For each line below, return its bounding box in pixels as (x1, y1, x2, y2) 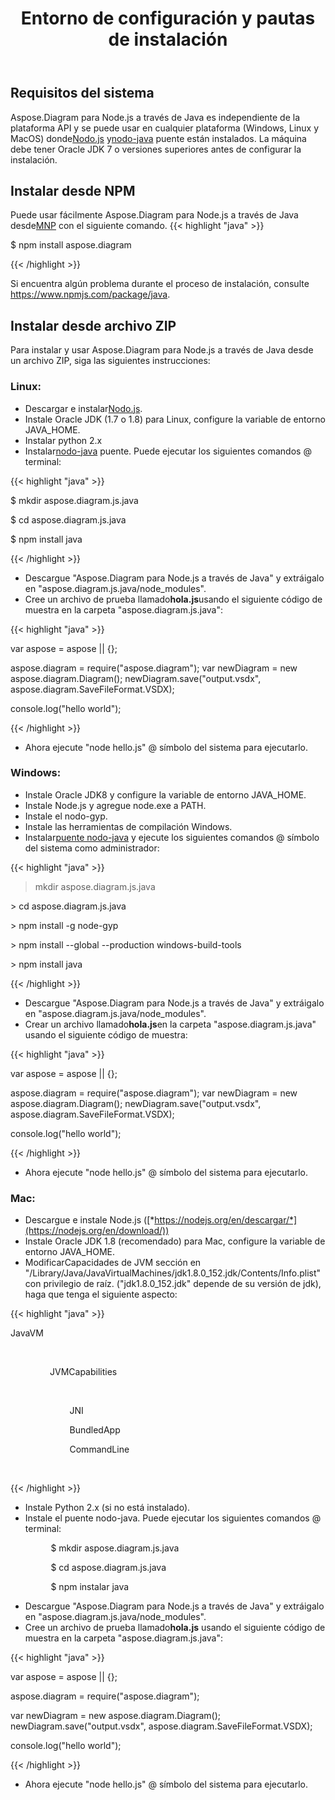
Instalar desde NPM (10, 183, 136, 199)
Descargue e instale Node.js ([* (24, 1214, 155, 1226)
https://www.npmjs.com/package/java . (10, 288, 171, 301)
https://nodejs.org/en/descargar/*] (154, 1214, 298, 1226)
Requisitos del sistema (10, 85, 155, 102)
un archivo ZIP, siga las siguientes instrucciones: (10, 355, 211, 367)
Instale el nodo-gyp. (24, 810, 108, 822)
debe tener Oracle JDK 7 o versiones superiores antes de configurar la (10, 143, 302, 155)
